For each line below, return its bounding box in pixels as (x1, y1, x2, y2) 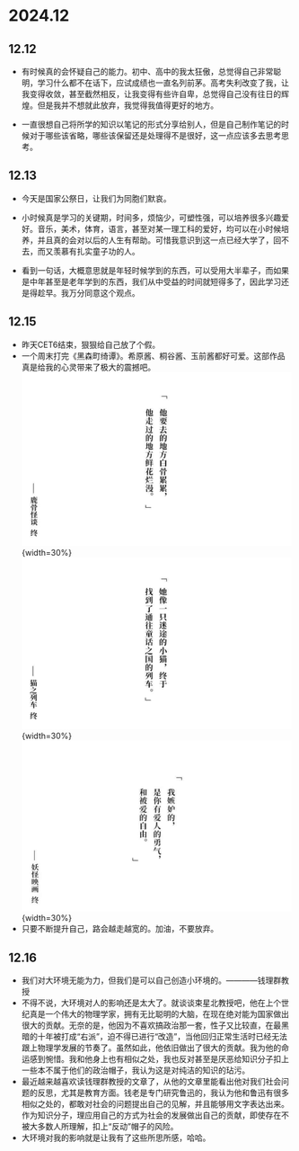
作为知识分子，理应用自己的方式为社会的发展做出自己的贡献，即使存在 (21, 1110, 282, 1120)
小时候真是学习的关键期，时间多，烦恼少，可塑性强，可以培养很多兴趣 (21, 212, 282, 223)
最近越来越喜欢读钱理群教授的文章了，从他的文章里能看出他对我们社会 (21, 1076, 282, 1087)
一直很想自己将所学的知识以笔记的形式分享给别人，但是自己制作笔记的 (21, 119, 282, 129)
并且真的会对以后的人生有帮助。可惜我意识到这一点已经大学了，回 (37, 235, 282, 245)
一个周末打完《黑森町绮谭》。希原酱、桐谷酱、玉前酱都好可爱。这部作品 (21, 350, 286, 361)
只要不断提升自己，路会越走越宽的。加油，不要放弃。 (21, 923, 219, 934)
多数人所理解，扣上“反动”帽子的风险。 (37, 1121, 179, 1132)
